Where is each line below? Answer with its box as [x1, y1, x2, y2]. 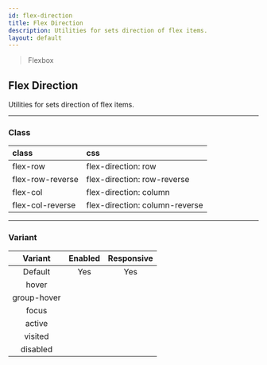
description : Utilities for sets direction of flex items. [8, 26, 208, 34]
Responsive [107, 252, 153, 263]
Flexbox [27, 56, 54, 65]
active [25, 317, 48, 328]
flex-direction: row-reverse [86, 174, 190, 185]
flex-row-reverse [12, 174, 79, 185]
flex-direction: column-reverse [86, 200, 203, 211]
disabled [20, 344, 53, 355]
